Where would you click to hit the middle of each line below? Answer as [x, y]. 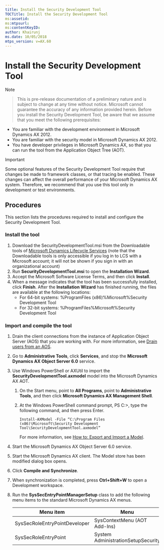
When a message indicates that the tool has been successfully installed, [85, 282]
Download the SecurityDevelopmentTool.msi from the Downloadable [81, 245]
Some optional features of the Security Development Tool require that [75, 169]
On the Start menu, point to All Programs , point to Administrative [85, 391]
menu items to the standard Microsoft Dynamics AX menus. [72, 500]
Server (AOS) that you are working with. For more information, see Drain [85, 341]
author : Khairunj [23, 32]
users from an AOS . [32, 347]
